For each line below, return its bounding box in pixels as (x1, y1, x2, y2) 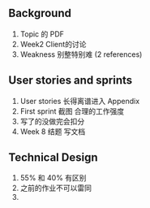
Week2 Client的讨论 (19, 39, 87, 49)
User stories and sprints (8, 73, 133, 88)
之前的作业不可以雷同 (19, 183, 92, 193)
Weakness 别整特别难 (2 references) (19, 49, 143, 59)
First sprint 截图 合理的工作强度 (19, 106, 125, 116)
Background (8, 6, 71, 20)
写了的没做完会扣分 (19, 116, 85, 126)
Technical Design (8, 150, 98, 165)
